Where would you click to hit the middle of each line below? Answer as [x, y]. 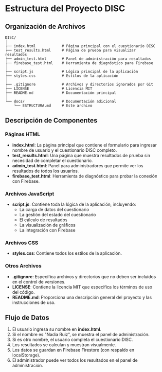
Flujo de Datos [27, 317]
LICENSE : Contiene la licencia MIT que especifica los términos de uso [82, 287]
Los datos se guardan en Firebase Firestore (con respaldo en [73, 350]
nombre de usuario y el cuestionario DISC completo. [64, 150]
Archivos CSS [22, 243]
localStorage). [26, 355]
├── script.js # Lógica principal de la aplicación [72, 71]
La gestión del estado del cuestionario [58, 214]
